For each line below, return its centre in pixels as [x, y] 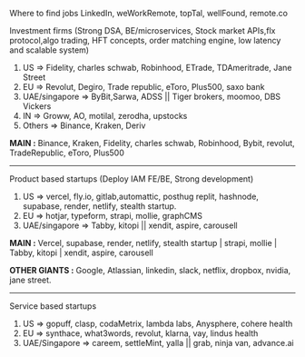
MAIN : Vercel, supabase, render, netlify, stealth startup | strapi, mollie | [143, 243]
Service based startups [53, 306]
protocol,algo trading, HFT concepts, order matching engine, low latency [145, 40]
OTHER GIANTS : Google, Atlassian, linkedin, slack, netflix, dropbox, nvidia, [150, 270]
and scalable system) [49, 50]
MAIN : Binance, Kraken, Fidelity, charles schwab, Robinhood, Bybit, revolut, [152, 143]
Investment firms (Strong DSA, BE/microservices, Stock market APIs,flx [143, 30]
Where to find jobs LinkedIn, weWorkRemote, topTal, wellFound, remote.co [149, 13]
